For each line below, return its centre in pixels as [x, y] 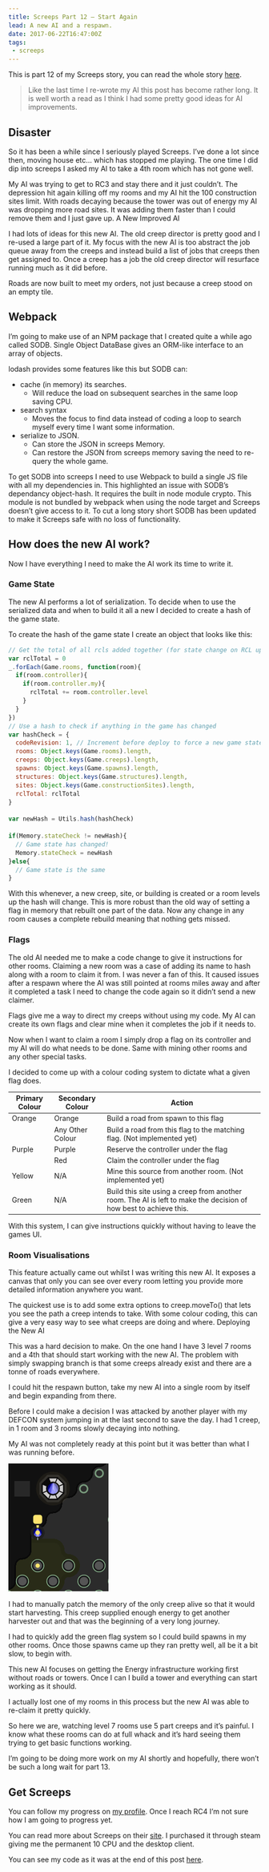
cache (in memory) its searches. [73, 384]
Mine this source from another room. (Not [175, 1172]
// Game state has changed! [62, 844]
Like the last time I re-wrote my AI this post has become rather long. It [143, 90]
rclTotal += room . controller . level [89, 692]
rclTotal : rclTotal [48, 793]
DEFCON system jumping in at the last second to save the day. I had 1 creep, [134, 1420]
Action [182, 1103]
